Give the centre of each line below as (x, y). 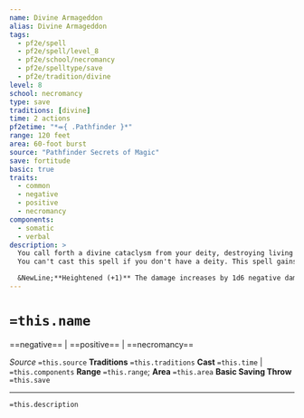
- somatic (36, 228)
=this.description (44, 404)
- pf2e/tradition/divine (64, 77)
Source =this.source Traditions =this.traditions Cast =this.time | (136, 362)
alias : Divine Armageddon (58, 26)
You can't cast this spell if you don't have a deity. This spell (145, 262)
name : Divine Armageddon (56, 18)
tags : (19, 34)
